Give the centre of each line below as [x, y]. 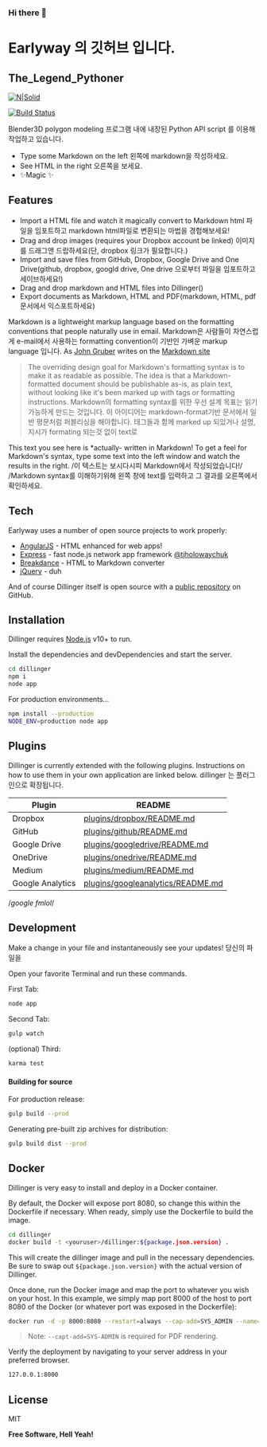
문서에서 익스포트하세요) [57, 305]
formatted [44, 384]
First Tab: [24, 989]
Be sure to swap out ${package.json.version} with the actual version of [125, 1265]
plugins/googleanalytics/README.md [153, 883]
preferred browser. [39, 1360]
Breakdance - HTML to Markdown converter [92, 563]
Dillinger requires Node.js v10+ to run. [70, 639]
